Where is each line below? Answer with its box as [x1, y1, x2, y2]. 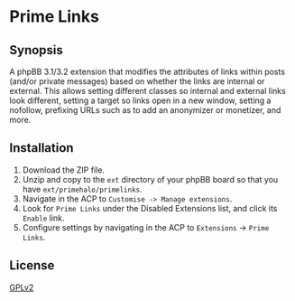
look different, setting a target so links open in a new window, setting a [9, 95, 272, 106]
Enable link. [22, 212, 65, 223]
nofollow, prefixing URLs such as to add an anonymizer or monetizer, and [9, 105, 281, 115]
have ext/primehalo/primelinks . [22, 183, 143, 194]
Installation [9, 140, 74, 155]
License [9, 258, 55, 273]
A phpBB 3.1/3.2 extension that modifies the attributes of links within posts [9, 66, 286, 77]
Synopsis [9, 42, 63, 58]
